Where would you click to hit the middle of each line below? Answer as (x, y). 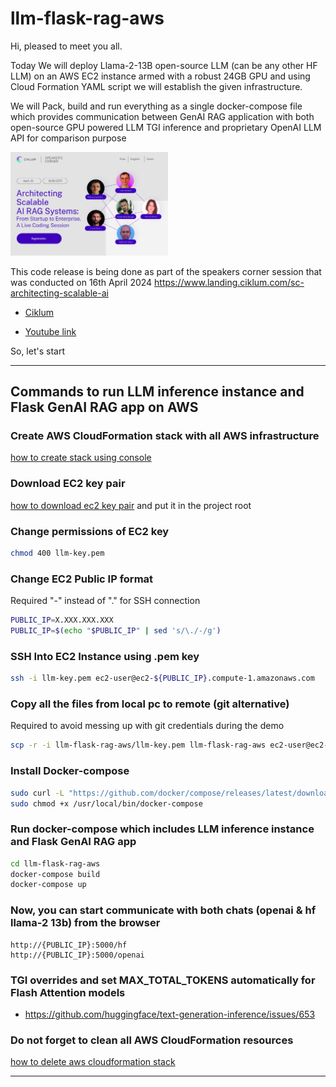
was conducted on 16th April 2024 (81, 282)
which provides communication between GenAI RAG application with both (162, 116)
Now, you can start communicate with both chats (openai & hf (163, 910)
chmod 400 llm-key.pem (57, 553)
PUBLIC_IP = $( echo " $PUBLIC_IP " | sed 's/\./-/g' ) (116, 631)
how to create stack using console (81, 458)
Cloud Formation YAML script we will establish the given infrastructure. (156, 86)
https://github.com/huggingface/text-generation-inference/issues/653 (170, 1014)
